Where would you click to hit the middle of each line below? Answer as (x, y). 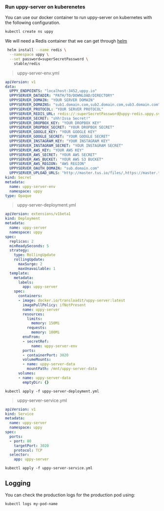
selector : (19, 455)
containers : (30, 296)
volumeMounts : (37, 360)
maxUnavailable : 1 (37, 268)
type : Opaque (18, 196)
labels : (26, 282)
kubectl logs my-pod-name (31, 504)
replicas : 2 (22, 241)
